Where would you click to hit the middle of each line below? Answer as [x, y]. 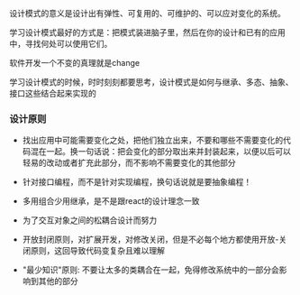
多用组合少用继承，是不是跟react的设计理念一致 [111, 201]
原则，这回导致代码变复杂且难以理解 [97, 251]
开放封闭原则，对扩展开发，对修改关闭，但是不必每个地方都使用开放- [150, 240]
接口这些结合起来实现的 [53, 93]
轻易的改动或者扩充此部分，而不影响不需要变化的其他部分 [129, 163]
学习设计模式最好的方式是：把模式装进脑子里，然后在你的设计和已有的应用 [147, 32]
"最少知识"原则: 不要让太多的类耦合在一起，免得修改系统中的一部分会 [150, 270]
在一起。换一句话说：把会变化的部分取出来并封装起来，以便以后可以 [164, 152]
